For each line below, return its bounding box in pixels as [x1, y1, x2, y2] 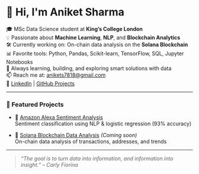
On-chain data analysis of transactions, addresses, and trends [14, 138, 167, 145]
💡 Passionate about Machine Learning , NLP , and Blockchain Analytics [6, 34, 181, 41]
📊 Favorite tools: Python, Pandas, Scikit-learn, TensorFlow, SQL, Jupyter [6, 50, 184, 57]
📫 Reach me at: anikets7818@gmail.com [6, 71, 106, 78]
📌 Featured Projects [6, 100, 64, 109]
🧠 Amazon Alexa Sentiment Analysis [14, 114, 104, 121]
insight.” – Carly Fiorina [20, 162, 78, 169]
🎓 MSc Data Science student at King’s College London [6, 25, 143, 32]
